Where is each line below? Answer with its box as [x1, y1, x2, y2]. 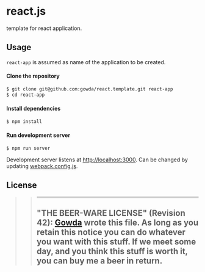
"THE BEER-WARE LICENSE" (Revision [36, 208, 186, 218]
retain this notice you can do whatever [36, 227, 186, 238]
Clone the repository [6, 72, 60, 80]
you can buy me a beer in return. [36, 255, 163, 266]
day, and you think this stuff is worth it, [36, 246, 188, 257]
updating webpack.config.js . [6, 162, 78, 169]
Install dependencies [6, 105, 61, 112]
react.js [6, 4, 46, 18]
